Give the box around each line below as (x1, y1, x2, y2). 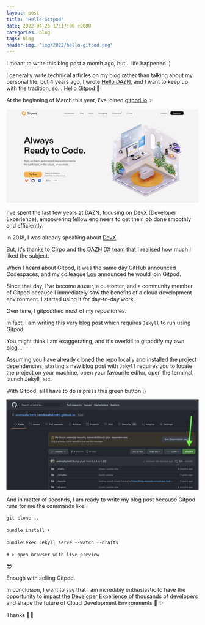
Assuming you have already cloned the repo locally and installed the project (6, 356, 197, 363)
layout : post (6, 10, 40, 16)
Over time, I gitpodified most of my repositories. (6, 307, 127, 315)
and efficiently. (6, 222, 44, 229)
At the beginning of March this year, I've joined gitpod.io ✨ (6, 97, 154, 103)
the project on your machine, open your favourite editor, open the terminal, (6, 369, 194, 376)
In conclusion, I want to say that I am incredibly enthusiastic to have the (6, 586, 186, 593)
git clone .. (6, 515, 40, 521)
